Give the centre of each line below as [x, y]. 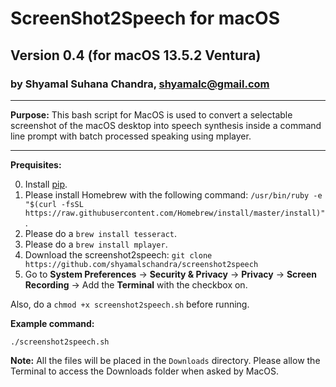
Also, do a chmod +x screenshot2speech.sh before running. [130, 304]
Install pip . [46, 184]
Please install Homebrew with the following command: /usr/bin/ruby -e [173, 194]
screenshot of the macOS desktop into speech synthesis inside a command [166, 125]
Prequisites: [36, 164]
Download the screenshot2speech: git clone [118, 254]
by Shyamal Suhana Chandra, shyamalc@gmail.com [140, 84]
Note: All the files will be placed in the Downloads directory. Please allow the [165, 360]
